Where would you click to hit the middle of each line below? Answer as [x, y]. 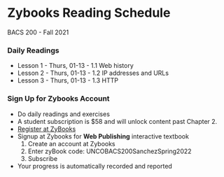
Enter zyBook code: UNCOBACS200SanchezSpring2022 [110, 151]
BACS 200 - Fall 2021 [38, 32]
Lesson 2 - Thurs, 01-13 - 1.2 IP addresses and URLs [93, 73]
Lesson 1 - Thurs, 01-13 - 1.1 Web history [76, 66]
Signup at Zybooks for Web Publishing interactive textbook [103, 136]
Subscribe [43, 158]
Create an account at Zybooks [71, 143]
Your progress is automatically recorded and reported [95, 166]
